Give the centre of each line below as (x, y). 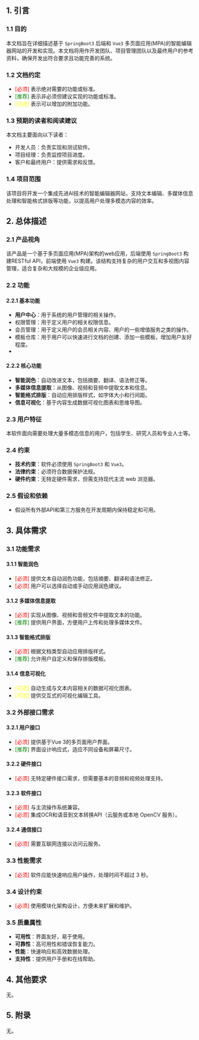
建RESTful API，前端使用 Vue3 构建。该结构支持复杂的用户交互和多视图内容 (98, 261)
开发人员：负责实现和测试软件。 (54, 147)
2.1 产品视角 (23, 239)
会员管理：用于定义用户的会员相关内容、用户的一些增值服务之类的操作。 (103, 330)
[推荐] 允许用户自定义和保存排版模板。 (61, 659)
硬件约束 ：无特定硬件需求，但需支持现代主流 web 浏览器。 (86, 479)
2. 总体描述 (26, 221)
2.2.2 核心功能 (24, 365)
